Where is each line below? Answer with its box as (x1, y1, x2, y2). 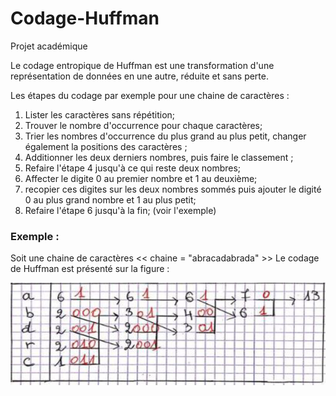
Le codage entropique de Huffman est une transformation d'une (10, 59, 275, 71)
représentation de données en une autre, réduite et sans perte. (10, 70, 269, 82)
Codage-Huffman (10, 7, 160, 30)
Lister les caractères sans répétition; (24, 108, 176, 121)
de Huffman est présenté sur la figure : (10, 263, 170, 275)
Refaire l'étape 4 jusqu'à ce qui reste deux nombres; (24, 162, 242, 174)
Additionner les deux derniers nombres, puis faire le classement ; (24, 151, 294, 163)
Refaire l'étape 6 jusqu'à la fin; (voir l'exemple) (24, 204, 217, 216)
